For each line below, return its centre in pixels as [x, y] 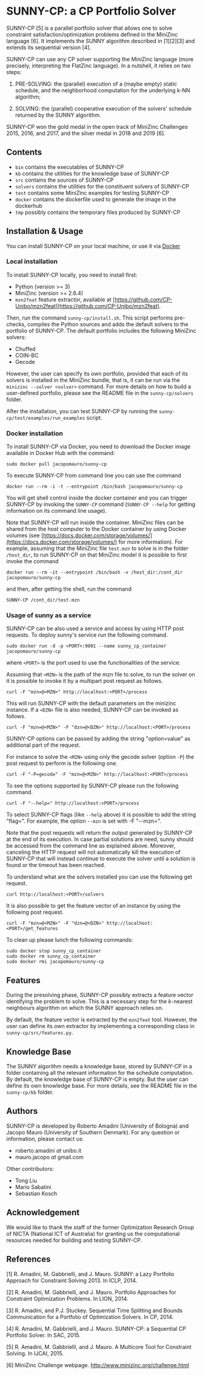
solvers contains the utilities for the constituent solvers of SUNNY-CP [102, 186]
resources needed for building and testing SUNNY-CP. [74, 1240]
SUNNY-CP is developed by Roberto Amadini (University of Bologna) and [98, 1126]
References [28, 1259]
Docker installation [35, 433]
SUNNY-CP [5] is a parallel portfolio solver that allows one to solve [89, 28]
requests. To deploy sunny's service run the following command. [87, 635]
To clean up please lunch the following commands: [70, 940]
